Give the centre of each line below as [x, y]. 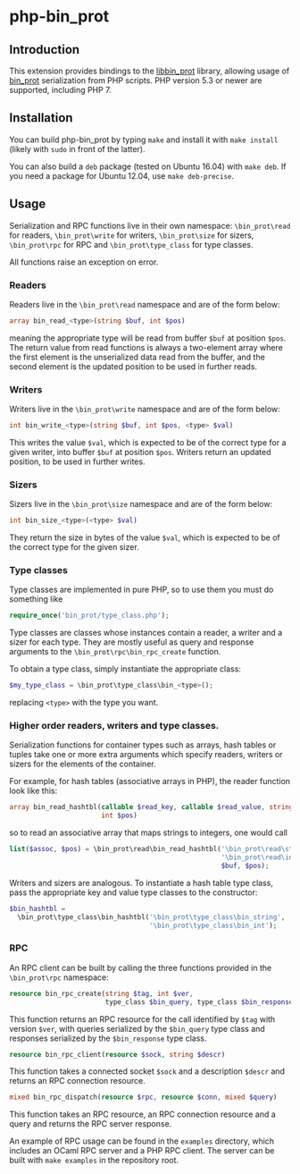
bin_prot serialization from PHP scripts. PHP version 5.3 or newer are [136, 80]
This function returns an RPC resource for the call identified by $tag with [142, 1019]
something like [36, 599]
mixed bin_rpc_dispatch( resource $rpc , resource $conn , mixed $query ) [143, 1097]
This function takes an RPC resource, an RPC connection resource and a [143, 1114]
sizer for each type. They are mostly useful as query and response [132, 642]
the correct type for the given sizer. [75, 547]
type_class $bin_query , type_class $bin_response [199, 1002]
